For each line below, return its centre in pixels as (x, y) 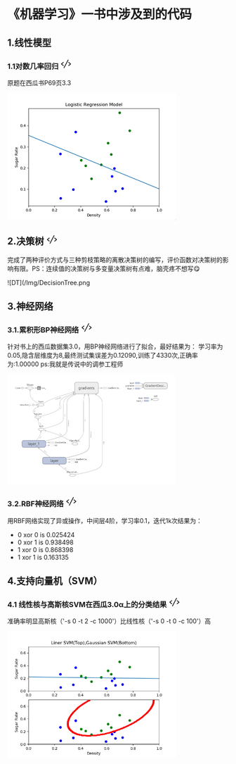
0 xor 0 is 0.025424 (46, 534)
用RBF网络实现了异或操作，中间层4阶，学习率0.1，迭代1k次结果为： (105, 520)
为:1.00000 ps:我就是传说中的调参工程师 (65, 364)
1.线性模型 (29, 43)
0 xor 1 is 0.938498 (45, 542)
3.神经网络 (31, 307)
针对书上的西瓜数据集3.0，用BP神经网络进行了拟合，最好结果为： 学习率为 (115, 346)
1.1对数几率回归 (33, 66)
